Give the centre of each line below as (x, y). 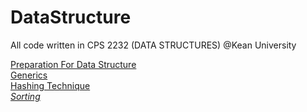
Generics (29, 75)
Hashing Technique (50, 85)
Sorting (25, 96)
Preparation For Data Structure (73, 64)
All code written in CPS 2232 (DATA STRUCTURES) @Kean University (153, 45)
